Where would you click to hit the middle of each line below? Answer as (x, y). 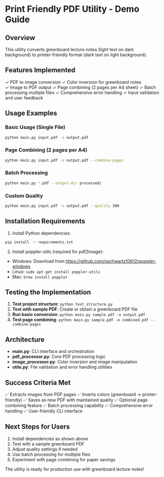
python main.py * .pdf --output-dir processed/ (53, 183)
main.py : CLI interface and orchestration (53, 351)
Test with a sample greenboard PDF (48, 444)
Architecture (25, 339)
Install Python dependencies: (41, 233)
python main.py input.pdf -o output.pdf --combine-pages (64, 160)
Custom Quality (24, 195)
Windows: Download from (38, 261)
